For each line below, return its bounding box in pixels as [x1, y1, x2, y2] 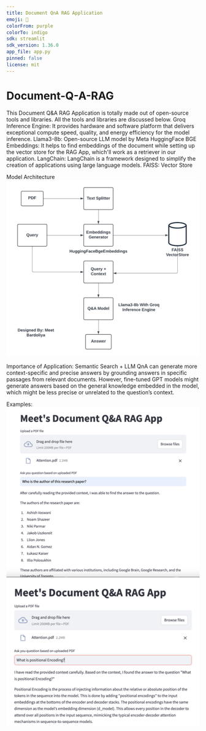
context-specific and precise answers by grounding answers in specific [6, 369, 188, 377]
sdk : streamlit [6, 36, 45, 42]
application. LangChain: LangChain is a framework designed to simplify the [6, 155, 196, 162]
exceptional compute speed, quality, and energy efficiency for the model [6, 129, 190, 136]
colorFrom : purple [6, 23, 53, 29]
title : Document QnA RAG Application [6, 10, 103, 16]
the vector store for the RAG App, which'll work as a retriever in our [6, 148, 176, 156]
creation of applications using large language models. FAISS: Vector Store [6, 161, 193, 169]
